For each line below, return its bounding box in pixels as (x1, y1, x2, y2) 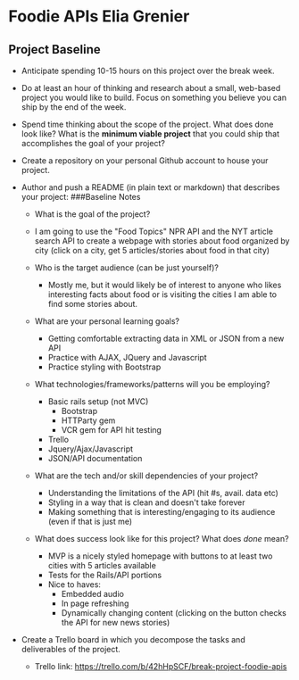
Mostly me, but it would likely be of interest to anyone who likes (47, 279, 282, 290)
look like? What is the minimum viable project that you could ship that (21, 129, 280, 139)
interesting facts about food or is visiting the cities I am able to (47, 289, 278, 300)
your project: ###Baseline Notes (21, 192, 141, 202)
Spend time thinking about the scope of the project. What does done (21, 119, 274, 129)
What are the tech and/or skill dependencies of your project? (34, 470, 259, 481)
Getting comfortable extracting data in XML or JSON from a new (47, 333, 285, 344)
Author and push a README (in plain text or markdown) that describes (21, 182, 280, 193)
